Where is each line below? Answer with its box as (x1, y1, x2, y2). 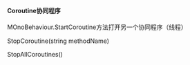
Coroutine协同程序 (7, 6, 61, 15)
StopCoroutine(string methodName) (7, 37, 109, 45)
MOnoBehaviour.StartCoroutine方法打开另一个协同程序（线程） (7, 23, 187, 31)
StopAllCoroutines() (7, 50, 64, 59)
